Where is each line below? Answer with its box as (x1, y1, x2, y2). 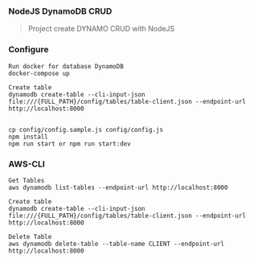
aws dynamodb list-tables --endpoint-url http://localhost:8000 (8, 183, 228, 191)
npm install (8, 133, 48, 141)
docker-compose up (8, 69, 70, 77)
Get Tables (8, 176, 45, 184)
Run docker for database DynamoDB (8, 62, 125, 70)
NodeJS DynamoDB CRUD (8, 6, 113, 17)
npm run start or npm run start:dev (8, 139, 131, 148)
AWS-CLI (8, 158, 46, 170)
